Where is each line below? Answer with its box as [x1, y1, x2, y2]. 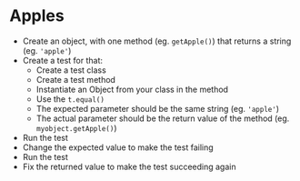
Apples [9, 5, 65, 26]
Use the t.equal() [35, 93, 105, 105]
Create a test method [35, 74, 116, 85]
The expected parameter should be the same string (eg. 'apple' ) [35, 103, 280, 114]
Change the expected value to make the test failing [22, 142, 214, 153]
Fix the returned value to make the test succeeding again [22, 161, 236, 172]
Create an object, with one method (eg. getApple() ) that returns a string [22, 35, 292, 46]
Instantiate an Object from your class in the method [35, 84, 229, 95]
